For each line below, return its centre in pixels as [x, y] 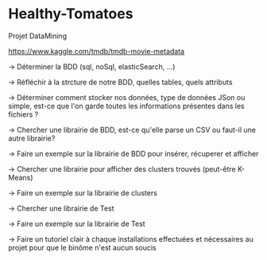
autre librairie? [32, 138]
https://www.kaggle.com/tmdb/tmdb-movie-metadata [97, 51]
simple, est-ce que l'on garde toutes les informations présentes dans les [126, 106]
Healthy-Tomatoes [71, 14]
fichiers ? [23, 114]
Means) [21, 177]
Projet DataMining [38, 36]
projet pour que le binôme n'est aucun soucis [82, 247]
